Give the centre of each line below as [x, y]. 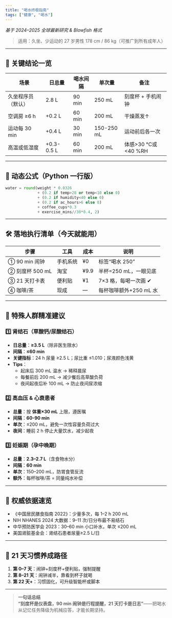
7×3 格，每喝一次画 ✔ [125, 281]
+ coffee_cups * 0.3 [57, 207]
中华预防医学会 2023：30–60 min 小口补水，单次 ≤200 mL [74, 527]
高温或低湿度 [24, 148]
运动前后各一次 [143, 132]
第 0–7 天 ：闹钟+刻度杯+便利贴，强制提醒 [57, 569]
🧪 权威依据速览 [29, 501]
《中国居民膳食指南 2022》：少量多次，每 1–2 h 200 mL [71, 514]
